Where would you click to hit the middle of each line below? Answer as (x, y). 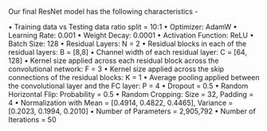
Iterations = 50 (33, 119)
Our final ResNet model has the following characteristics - (103, 12)
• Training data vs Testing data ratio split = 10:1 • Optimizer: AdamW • (123, 27)
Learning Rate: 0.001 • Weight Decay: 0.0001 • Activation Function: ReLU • (131, 35)
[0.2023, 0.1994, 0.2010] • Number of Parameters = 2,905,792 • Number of (132, 111)
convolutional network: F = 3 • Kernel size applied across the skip (116, 69)
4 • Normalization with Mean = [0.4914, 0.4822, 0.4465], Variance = (121, 103)
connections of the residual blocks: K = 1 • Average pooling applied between (134, 77)
